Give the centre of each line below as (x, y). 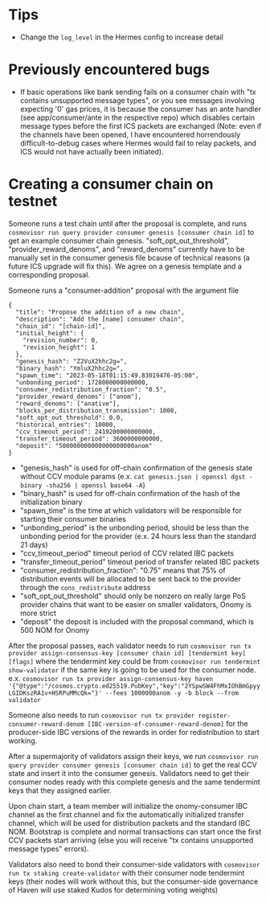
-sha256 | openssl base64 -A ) (96, 485)
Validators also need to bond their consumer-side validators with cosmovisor (134, 864)
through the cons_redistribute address (85, 587)
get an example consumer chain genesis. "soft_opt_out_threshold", (119, 240)
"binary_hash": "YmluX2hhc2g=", (70, 368)
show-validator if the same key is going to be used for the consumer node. (132, 670)
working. (23, 741)
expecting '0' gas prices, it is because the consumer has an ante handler (140, 109)
